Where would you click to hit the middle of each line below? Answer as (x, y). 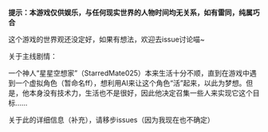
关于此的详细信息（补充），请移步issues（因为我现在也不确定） (111, 120)
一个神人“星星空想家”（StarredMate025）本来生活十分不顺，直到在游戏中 (129, 73)
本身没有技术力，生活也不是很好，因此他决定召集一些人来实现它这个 (141, 93)
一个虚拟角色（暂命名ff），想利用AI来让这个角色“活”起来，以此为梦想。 (130, 83)
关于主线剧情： (33, 56)
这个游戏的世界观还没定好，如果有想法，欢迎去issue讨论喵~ (106, 39)
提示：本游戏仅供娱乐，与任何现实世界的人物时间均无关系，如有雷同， (124, 12)
